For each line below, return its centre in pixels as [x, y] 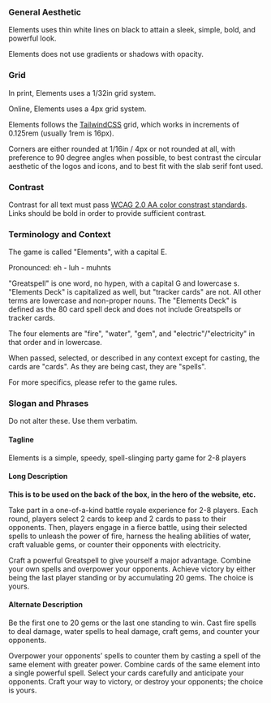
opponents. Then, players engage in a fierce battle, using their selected [128, 527]
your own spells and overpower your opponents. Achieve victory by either [132, 569]
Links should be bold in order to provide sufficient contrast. [108, 213]
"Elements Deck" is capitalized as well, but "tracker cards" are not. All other [135, 292]
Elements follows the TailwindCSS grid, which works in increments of [124, 124]
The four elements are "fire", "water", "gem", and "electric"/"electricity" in [132, 334]
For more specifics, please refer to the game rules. [93, 382]
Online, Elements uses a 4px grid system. [77, 109]
